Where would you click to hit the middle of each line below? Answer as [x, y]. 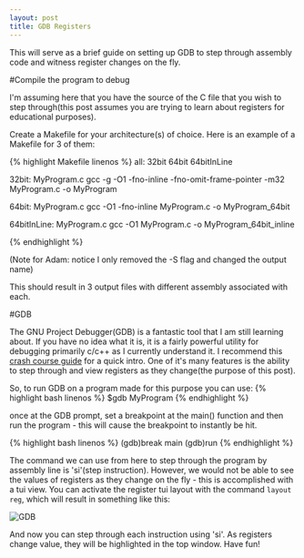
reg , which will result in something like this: [90, 499]
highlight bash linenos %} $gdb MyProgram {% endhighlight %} [129, 398]
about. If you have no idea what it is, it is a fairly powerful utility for [134, 341]
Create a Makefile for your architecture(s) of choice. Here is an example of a [152, 134]
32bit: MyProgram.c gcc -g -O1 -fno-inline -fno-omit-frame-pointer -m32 [147, 179]
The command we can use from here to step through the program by [138, 460]
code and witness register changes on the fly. [95, 62]
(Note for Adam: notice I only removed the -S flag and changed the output [148, 259]
